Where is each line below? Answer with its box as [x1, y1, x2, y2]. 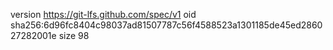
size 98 [58, 30, 90, 41]
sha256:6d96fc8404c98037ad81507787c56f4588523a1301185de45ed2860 [10, 19, 323, 31]
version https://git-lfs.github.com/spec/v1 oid [10, 9, 197, 20]
